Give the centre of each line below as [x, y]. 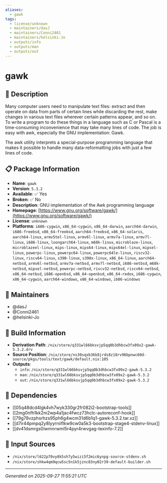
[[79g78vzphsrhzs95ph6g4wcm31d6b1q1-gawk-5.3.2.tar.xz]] [75, 418]
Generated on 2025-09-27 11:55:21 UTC [46, 476]
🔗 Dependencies [31, 396]
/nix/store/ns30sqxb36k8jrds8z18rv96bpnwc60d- [97, 355]
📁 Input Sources [30, 444]
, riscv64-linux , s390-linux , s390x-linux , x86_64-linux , [81, 258]
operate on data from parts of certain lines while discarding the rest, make [81, 111]
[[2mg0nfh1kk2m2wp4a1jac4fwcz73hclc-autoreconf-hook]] [74, 412]
